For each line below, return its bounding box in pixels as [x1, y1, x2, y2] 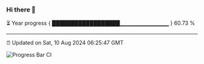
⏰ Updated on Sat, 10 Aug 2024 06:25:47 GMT [6, 39, 124, 46]
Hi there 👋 [6, 5, 36, 14]
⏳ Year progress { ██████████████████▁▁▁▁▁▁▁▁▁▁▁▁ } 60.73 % [6, 19, 195, 27]
